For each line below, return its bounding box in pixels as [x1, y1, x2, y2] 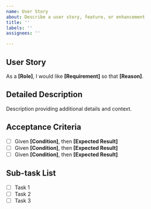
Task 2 [14, 190, 31, 197]
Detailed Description [6, 90, 83, 100]
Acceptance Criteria [6, 122, 81, 132]
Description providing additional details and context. [6, 105, 132, 112]
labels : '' [6, 25, 33, 31]
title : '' [6, 19, 30, 25]
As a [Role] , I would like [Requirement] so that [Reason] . [6, 73, 144, 80]
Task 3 [14, 197, 31, 204]
